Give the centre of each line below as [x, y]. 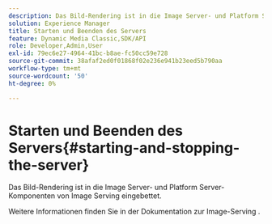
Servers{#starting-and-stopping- [124, 148]
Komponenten [32, 196]
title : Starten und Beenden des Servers [78, 31]
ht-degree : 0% [32, 83]
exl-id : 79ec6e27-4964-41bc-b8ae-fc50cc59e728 [88, 53]
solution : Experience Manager [59, 23]
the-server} [49, 165]
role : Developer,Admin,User [56, 46]
